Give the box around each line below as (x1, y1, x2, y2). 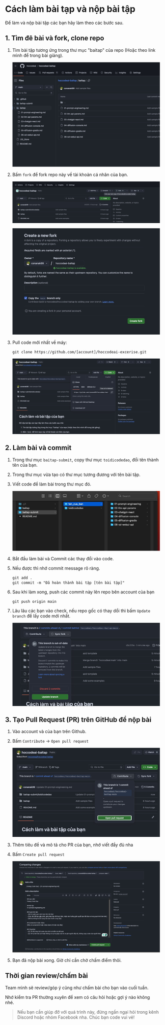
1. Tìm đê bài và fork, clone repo (5, 34, 105, 42)
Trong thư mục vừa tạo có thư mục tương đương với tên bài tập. (12, 472, 141, 478)
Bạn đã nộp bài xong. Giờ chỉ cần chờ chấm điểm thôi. (12, 957, 122, 963)
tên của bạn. (12, 462, 38, 468)
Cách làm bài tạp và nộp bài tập (5, 3, 136, 15)
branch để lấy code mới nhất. (12, 613, 71, 619)
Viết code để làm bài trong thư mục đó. (12, 481, 92, 487)
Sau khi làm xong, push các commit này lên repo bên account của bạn (12, 589, 155, 595)
